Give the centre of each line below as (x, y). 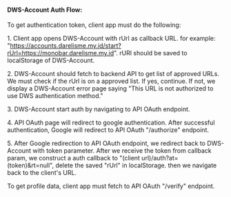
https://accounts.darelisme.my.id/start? (66, 46)
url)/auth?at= (160, 158)
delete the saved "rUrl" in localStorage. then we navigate (136, 165)
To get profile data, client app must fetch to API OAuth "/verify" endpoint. (111, 186)
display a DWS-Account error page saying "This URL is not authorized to (110, 88)
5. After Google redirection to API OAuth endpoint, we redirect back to (106, 143)
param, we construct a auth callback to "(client (73, 158)
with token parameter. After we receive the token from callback (122, 151)
